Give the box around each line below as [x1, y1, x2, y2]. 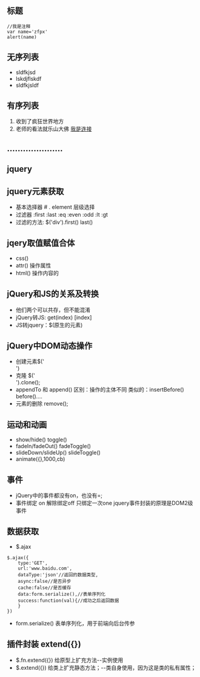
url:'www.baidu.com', [18, 565, 72, 571]
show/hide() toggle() [15, 436, 67, 443]
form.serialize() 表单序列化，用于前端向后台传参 [15, 619, 135, 627]
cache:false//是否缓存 [18, 585, 72, 591]
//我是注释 [7, 23, 31, 29]
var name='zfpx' [7, 29, 48, 35]
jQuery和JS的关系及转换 [7, 289, 99, 299]
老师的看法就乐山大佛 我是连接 [15, 125, 92, 132]
